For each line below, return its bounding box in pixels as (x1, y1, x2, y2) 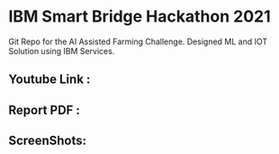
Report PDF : (8, 102, 80, 118)
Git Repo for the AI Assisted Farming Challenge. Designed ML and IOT (8, 36, 268, 47)
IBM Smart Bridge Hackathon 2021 (8, 6, 271, 27)
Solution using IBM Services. (8, 45, 115, 56)
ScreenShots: (8, 133, 87, 149)
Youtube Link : (8, 72, 91, 87)
